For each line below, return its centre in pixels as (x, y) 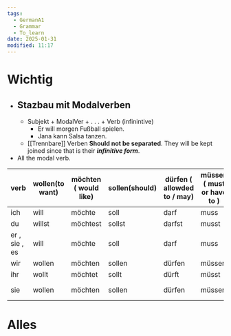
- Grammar (27, 26)
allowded (179, 188)
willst (41, 223)
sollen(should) (132, 188)
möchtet (85, 274)
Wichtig (30, 80)
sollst (117, 223)
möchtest (86, 223)
